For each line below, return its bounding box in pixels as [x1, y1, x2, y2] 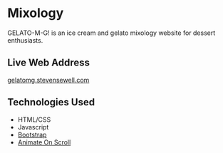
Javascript [17, 122, 49, 131]
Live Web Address [7, 57, 90, 69]
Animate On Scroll [17, 137, 71, 147]
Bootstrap [17, 130, 47, 139]
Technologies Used [7, 96, 95, 108]
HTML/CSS [17, 115, 51, 124]
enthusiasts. [7, 36, 43, 44]
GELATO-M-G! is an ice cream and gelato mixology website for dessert [7, 28, 216, 37]
